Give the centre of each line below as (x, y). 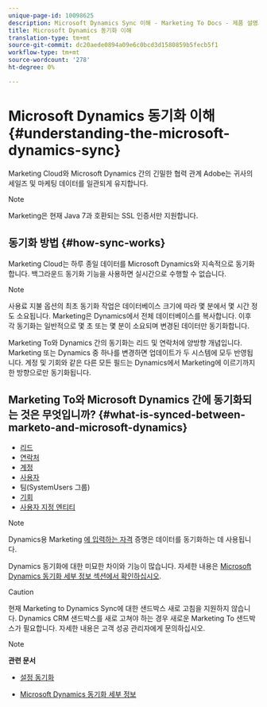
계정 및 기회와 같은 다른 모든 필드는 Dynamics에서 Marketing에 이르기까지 (140, 362)
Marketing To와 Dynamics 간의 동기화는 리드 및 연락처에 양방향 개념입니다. (125, 342)
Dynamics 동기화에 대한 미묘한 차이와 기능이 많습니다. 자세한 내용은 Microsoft (130, 566)
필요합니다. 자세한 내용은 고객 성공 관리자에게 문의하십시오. (114, 628)
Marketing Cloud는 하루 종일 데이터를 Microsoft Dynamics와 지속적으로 (121, 264)
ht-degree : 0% (32, 68)
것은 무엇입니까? (58, 414)
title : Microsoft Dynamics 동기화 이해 (70, 30)
